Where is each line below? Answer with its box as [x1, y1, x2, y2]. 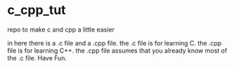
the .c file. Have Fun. [7, 53, 67, 62]
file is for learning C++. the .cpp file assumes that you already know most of [7, 46, 228, 55]
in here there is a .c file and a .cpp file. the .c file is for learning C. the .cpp [7, 39, 222, 47]
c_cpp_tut [7, 2, 66, 18]
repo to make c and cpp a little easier [7, 25, 115, 34]
